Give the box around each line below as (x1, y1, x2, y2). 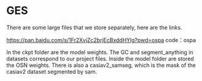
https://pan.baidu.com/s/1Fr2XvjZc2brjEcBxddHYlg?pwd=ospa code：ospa (6, 36, 197, 43)
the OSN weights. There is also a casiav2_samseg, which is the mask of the (6, 62, 197, 69)
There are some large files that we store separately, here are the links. (6, 24, 182, 31)
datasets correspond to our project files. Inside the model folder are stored (6, 55, 194, 62)
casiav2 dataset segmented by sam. (6, 68, 98, 75)
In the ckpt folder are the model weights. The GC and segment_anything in (6, 48, 193, 55)
